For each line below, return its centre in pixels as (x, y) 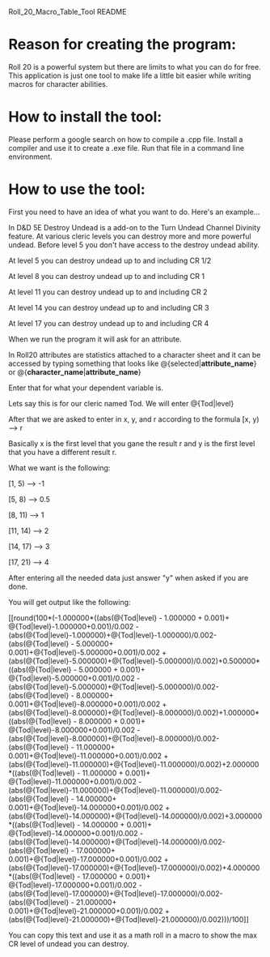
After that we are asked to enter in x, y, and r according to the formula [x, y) (134, 419)
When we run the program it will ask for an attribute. (95, 339)
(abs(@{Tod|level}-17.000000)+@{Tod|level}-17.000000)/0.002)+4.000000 (134, 868)
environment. (30, 157)
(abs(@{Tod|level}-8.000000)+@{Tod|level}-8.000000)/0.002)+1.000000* (134, 712)
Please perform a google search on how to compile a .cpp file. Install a (126, 139)
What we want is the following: (59, 468)
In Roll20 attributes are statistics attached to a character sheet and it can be (135, 354)
